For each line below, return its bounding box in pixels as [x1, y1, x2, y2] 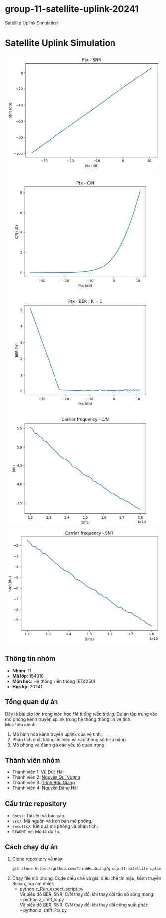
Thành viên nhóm [5, 756, 60, 765]
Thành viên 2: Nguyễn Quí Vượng [12, 774, 81, 780]
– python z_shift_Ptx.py [19, 907, 67, 913]
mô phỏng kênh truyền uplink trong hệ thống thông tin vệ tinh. [5, 716, 132, 722]
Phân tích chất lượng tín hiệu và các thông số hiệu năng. [12, 736, 127, 742]
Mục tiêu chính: [5, 721, 37, 727]
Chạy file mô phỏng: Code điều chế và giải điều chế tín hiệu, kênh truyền [12, 875, 162, 881]
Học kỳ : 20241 [12, 683, 43, 689]
